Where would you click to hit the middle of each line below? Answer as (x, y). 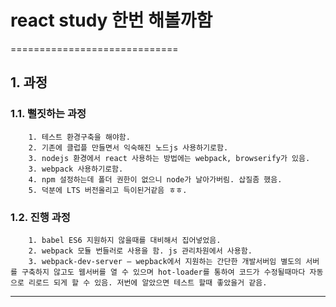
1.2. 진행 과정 (40, 217)
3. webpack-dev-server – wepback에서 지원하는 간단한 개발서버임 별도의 (165, 261)
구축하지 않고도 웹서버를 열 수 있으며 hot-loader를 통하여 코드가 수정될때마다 (163, 272)
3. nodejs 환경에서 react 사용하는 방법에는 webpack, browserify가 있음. (169, 158)
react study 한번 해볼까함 (111, 20)
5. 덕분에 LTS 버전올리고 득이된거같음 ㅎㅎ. (108, 190)
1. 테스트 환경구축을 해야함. (79, 137)
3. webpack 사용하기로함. (76, 169)
